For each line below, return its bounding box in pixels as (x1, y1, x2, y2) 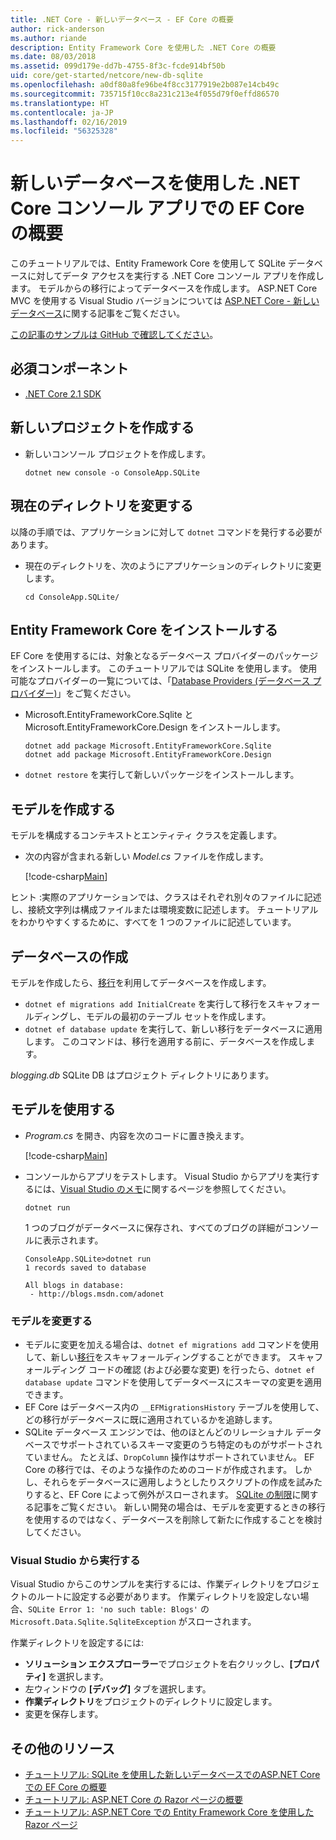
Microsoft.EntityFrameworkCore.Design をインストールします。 (24, 721, 286, 733)
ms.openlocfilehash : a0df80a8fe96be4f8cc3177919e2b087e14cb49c (10, 80, 280, 90)
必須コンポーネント (10, 361, 129, 378)
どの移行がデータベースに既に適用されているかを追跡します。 (24, 1414, 278, 1426)
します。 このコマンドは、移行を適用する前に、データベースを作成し (24, 1035, 307, 1047)
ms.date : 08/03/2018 (10, 52, 97, 62)
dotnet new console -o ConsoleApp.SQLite (24, 467, 200, 478)
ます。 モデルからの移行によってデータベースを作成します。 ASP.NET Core (10, 282, 318, 295)
